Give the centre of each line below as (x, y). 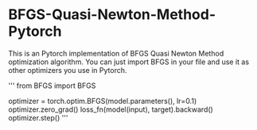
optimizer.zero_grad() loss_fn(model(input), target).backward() (111, 109)
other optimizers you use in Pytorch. (68, 70)
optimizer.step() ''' (39, 117)
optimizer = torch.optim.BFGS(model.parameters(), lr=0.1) (103, 101)
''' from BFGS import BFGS (52, 86)
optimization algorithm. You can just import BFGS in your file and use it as (128, 62)
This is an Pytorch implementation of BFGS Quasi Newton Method (116, 53)
